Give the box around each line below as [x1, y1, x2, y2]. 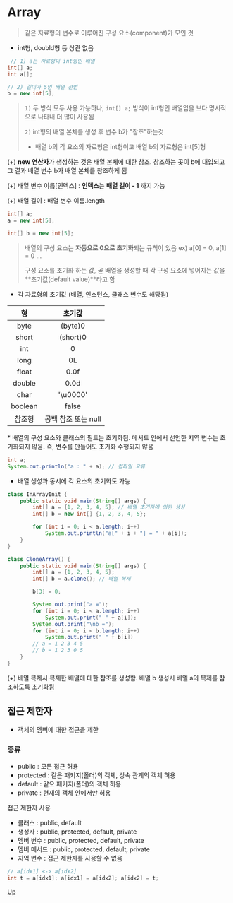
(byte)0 [60, 321, 86, 331]
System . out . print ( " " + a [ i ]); [44, 614, 137, 621]
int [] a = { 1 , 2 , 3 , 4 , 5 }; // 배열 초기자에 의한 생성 [32, 504, 185, 511]
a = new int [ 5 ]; [7, 217, 55, 225]
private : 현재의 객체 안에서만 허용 [17, 789, 111, 797]
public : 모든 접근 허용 [17, 762, 79, 770]
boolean [11, 401, 38, 411]
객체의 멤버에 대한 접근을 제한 [17, 725, 99, 733]
